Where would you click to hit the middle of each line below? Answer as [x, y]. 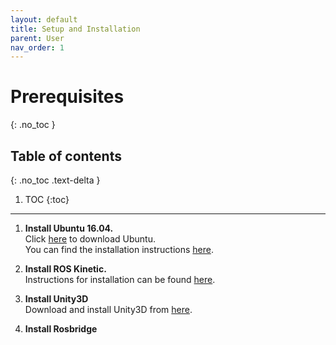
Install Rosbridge [61, 329]
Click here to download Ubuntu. [90, 239]
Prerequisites [67, 97]
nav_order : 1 [37, 47]
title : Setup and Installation [75, 29]
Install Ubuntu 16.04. [69, 228]
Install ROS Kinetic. [65, 269]
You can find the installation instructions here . [119, 249]
